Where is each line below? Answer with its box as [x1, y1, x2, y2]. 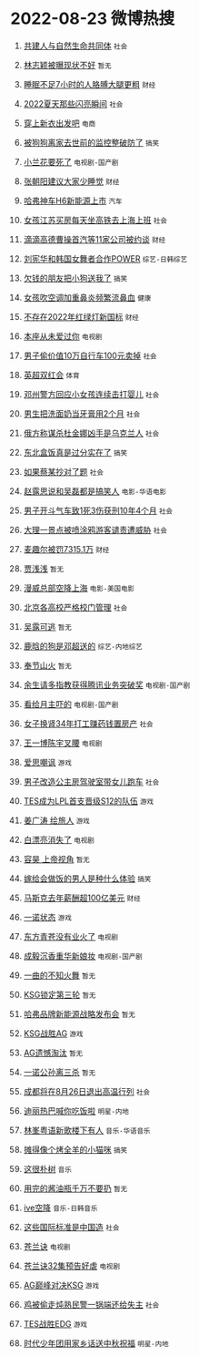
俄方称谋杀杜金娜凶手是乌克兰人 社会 [23, 427, 160, 438]
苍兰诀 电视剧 [23, 1240, 71, 1251]
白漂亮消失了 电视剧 [23, 834, 95, 845]
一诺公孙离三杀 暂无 [23, 1066, 96, 1077]
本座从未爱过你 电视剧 [23, 330, 103, 342]
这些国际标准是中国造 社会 [23, 1221, 120, 1232]
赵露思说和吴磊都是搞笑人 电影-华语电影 [23, 485, 167, 497]
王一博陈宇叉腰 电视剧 [23, 737, 103, 748]
